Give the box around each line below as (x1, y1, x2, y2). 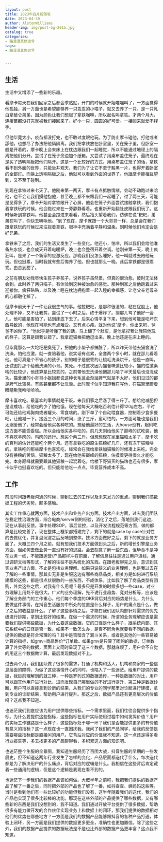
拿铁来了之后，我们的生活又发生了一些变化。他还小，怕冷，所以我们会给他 (5, 241, 154, 246)
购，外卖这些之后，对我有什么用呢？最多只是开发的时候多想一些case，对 (5, 583, 151, 589)
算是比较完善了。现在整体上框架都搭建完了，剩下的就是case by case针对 (5, 529, 151, 535)
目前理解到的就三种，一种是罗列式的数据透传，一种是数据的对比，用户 (17, 673, 158, 679)
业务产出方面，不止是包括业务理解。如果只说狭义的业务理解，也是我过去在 (9, 565, 158, 571)
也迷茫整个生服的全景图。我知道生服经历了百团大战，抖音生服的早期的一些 (5, 748, 154, 754)
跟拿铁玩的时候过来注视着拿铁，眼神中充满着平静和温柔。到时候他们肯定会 (5, 224, 154, 230)
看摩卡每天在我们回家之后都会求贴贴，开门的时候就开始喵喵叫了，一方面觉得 (5, 100, 158, 106)
